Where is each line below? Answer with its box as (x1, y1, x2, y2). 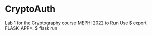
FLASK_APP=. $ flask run (5, 25, 58, 31)
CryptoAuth (5, 3, 56, 15)
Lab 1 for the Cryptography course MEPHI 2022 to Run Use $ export (5, 20, 147, 26)
